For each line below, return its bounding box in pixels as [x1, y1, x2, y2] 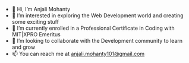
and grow [11, 43, 36, 51]
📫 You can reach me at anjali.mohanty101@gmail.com [11, 51, 145, 57]
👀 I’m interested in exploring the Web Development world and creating [11, 12, 184, 19]
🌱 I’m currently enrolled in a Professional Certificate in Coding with [11, 24, 175, 31]
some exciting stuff [11, 18, 59, 25]
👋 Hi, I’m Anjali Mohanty [11, 6, 71, 12]
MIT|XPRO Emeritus [11, 31, 61, 38]
